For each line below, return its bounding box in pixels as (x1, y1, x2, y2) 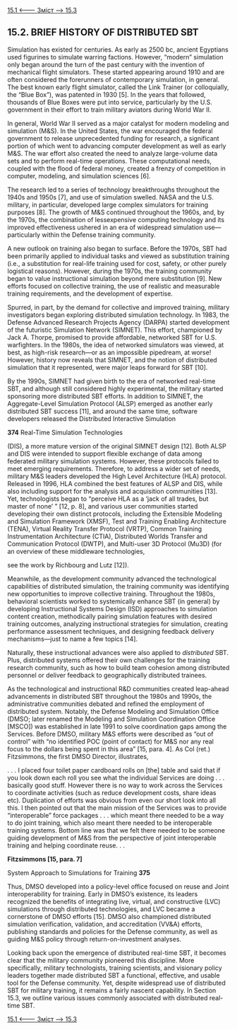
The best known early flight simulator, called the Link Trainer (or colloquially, (7, 83, 229, 91)
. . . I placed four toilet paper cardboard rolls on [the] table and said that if (7, 765, 221, 774)
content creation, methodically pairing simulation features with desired (7, 612, 213, 620)
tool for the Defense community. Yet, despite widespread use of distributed (7, 978, 226, 987)
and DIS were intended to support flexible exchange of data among (7, 449, 202, 458)
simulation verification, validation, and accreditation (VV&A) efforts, (7, 920, 203, 928)
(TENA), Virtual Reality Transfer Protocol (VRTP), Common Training (7, 524, 202, 533)
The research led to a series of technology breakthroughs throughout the (7, 185, 220, 194)
